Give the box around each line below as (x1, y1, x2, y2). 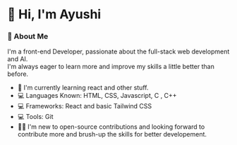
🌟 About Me (7, 32, 49, 42)
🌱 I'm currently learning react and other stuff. (17, 84, 149, 92)
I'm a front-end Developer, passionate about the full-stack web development (7, 47, 230, 56)
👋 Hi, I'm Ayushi (7, 6, 102, 23)
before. (7, 70, 29, 78)
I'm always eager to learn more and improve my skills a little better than (7, 63, 215, 71)
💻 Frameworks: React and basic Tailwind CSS (17, 102, 152, 111)
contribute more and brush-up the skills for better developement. (17, 130, 207, 139)
